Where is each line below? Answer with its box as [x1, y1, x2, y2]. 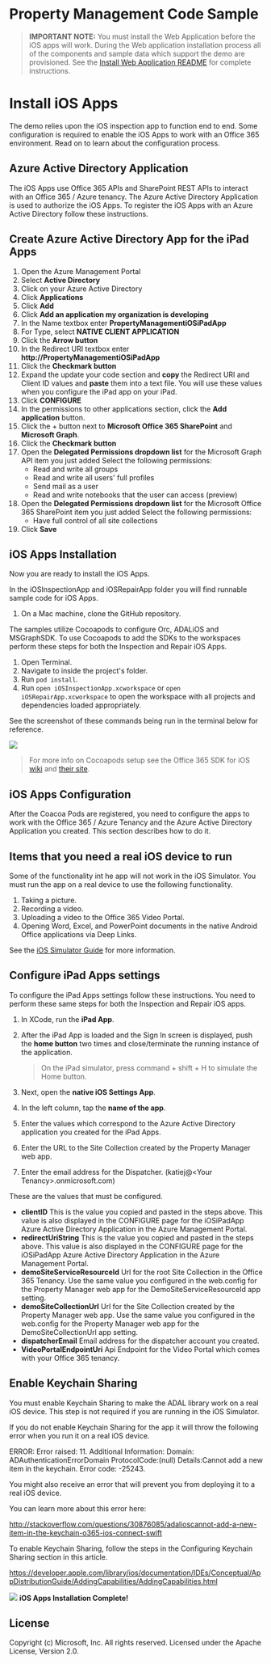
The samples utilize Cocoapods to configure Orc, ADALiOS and [9, 624, 219, 635]
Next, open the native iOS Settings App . [20, 1087, 156, 1096]
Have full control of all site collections [32, 515, 158, 526]
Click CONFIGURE [20, 395, 81, 405]
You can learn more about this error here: [9, 1503, 147, 1513]
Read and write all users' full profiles [32, 472, 155, 482]
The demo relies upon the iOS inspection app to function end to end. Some [9, 120, 258, 130]
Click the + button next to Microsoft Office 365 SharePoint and [20, 421, 233, 431]
